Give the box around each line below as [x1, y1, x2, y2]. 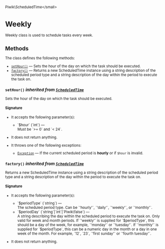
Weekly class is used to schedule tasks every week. [5, 33, 93, 38]
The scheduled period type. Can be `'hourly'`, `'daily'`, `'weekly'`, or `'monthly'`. [17, 205, 153, 210]
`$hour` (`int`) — [17, 123, 45, 128]
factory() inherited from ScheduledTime [5, 161, 84, 167]
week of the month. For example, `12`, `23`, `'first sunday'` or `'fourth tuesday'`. [17, 231, 152, 236]
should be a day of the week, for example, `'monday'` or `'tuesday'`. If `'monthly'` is [17, 223, 159, 228]
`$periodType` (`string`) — [17, 201, 62, 206]
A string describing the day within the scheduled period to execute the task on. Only [17, 214, 160, 219]
